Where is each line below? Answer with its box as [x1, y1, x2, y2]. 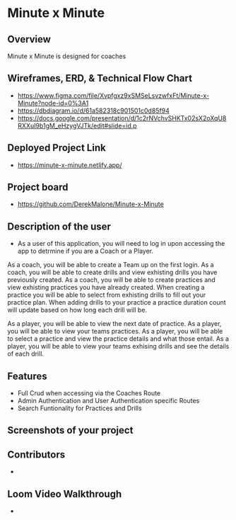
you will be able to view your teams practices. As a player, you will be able [7, 327, 223, 336]
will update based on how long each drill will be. [7, 306, 147, 315]
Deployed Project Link [7, 142, 106, 154]
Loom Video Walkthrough [7, 487, 122, 500]
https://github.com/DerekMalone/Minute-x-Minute [17, 200, 164, 208]
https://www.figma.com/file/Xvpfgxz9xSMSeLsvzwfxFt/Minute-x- [17, 91, 210, 100]
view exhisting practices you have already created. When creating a [7, 283, 205, 292]
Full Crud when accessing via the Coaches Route [17, 389, 161, 397]
